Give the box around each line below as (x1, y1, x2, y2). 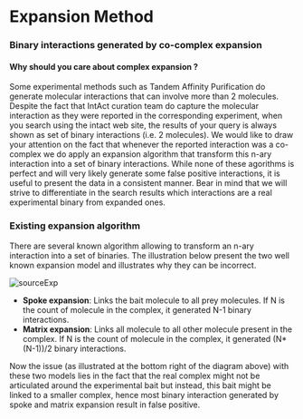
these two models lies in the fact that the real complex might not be (9, 370, 260, 381)
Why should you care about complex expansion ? (9, 61, 199, 72)
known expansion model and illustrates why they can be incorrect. (9, 259, 257, 270)
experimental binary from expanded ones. (9, 197, 166, 208)
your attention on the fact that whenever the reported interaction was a (9, 139, 274, 151)
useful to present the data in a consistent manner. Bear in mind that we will (9, 178, 288, 189)
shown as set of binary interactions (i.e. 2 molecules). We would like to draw (9, 130, 294, 141)
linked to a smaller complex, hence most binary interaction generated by (9, 389, 279, 400)
